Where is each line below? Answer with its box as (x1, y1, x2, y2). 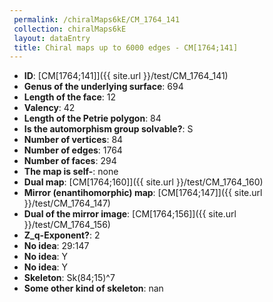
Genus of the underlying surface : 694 (23, 81, 184, 93)
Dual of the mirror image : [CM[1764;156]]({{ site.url (23, 208, 237, 220)
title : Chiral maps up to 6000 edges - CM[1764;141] (13, 42, 239, 53)
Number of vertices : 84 (23, 134, 124, 146)
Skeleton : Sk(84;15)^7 (23, 272, 116, 284)
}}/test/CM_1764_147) (23, 197, 111, 210)
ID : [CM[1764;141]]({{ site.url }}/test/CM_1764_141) (23, 70, 229, 82)
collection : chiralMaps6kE (13, 24, 127, 34)
